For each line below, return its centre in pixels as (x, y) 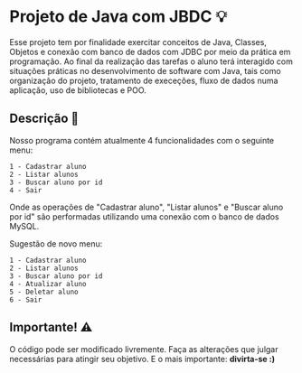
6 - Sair (26, 300)
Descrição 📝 (44, 119)
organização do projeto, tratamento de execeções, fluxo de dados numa (144, 80)
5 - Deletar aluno (44, 292)
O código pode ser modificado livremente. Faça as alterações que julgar (144, 349)
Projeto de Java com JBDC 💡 (118, 17)
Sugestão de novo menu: (56, 243)
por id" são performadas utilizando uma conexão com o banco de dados (144, 216)
